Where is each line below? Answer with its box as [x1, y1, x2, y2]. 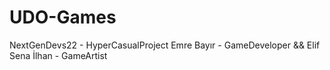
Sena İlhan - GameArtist [9, 49, 108, 61]
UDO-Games [9, 6, 117, 29]
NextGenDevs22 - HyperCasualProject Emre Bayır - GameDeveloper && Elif [9, 39, 321, 51]
